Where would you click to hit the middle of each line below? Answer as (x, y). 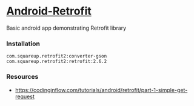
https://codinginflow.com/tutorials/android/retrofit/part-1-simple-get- (101, 90)
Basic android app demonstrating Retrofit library (66, 28)
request (25, 96)
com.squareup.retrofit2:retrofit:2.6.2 (57, 62)
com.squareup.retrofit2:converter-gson (57, 56)
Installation (23, 44)
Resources (22, 77)
